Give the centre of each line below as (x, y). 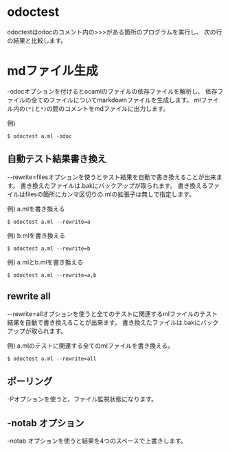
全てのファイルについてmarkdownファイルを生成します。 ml (116, 100)
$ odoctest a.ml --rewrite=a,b (52, 275)
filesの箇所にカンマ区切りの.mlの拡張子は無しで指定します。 (110, 194)
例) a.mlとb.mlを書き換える (45, 262)
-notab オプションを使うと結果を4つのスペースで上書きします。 (97, 441)
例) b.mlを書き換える (36, 235)
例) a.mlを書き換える (36, 209)
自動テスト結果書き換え (57, 159)
